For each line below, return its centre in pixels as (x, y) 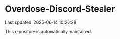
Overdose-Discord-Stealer (60, 9)
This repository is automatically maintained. (49, 31)
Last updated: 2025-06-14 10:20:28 (41, 22)
